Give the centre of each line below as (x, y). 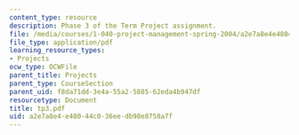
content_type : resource (53, 17)
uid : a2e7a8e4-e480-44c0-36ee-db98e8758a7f (91, 116)
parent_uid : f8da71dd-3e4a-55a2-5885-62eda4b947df (105, 91)
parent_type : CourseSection (61, 83)
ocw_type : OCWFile (43, 67)
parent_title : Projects (53, 75)
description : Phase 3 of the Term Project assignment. (113, 26)
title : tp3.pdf (37, 108)
